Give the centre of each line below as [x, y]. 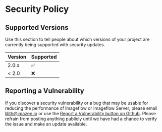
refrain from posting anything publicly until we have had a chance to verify [81, 119]
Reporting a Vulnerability [45, 91]
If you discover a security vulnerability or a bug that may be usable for [77, 103]
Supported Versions [37, 28]
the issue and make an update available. [46, 124]
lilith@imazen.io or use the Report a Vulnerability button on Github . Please [81, 113]
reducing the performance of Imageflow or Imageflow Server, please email [81, 108]
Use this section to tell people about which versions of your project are [77, 39]
